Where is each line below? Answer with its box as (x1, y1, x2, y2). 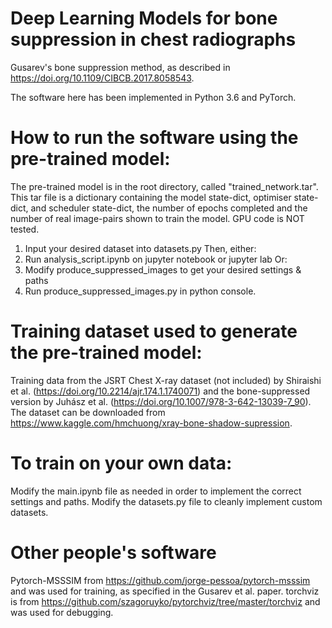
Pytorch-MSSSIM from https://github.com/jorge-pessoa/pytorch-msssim (10, 574, 311, 586)
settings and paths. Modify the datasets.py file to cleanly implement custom (10, 495, 323, 507)
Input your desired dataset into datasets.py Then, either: (24, 242, 257, 254)
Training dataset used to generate (10, 320, 298, 343)
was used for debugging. (10, 606, 114, 618)
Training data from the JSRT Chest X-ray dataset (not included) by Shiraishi (10, 374, 322, 386)
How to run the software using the (10, 127, 299, 149)
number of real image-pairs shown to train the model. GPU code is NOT (10, 212, 305, 224)
